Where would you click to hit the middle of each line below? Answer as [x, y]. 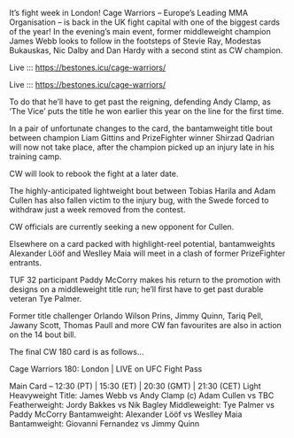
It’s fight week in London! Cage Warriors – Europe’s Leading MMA [129, 13]
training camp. [35, 157]
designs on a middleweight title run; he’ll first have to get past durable [136, 289]
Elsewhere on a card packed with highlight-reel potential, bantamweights [143, 244]
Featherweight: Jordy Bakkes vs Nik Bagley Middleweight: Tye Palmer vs [142, 405]
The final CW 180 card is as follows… [77, 352]
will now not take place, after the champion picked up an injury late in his [142, 147]
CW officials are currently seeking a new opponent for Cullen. [122, 227]
